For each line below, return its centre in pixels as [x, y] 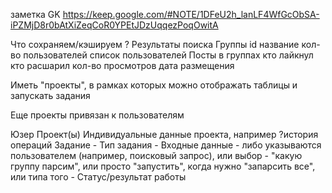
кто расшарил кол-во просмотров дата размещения [122, 65]
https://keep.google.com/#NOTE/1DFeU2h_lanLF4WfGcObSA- [191, 14]
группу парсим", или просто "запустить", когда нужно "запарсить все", [163, 166]
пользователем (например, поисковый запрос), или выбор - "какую [156, 155]
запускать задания [50, 95]
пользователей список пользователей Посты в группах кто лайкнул [168, 55]
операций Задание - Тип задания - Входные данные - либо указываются [166, 145]
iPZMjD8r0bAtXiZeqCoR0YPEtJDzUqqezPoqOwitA [114, 25]
